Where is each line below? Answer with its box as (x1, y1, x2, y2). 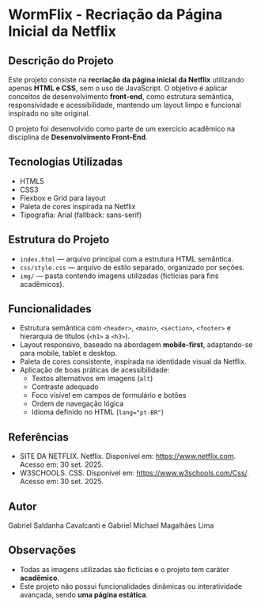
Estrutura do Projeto (8, 233, 110, 246)
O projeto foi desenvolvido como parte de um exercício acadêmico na (8, 124, 236, 133)
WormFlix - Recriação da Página (8, 6, 223, 24)
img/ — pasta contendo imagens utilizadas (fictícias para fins (19, 271, 219, 281)
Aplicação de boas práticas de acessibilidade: (19, 365, 170, 375)
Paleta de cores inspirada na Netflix (19, 201, 136, 211)
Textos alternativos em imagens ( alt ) (31, 374, 153, 384)
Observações (8, 544, 77, 557)
